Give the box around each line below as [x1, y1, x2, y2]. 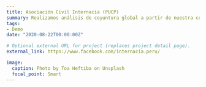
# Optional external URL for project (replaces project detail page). [6, 43, 191, 49]
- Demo [6, 26, 23, 32]
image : [6, 59, 23, 66]
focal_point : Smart [12, 71, 62, 77]
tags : [6, 20, 20, 26]
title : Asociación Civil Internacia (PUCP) [6, 9, 120, 15]
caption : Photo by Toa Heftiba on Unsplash [12, 65, 124, 71]
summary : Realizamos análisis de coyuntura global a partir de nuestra [6, 15, 193, 21]
